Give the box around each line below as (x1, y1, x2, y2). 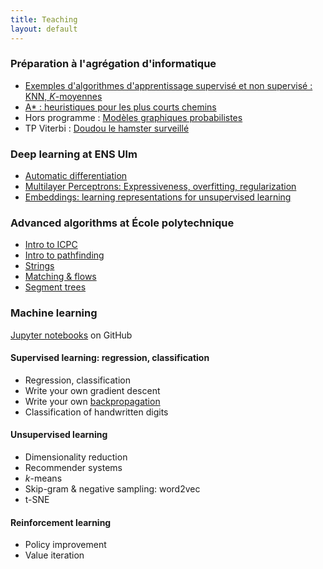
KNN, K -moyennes (24, 90, 103, 102)
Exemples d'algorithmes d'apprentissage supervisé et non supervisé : (24, 79, 313, 91)
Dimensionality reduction (24, 451, 128, 463)
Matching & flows (24, 271, 97, 283)
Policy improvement (24, 539, 107, 551)
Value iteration (24, 549, 85, 561)
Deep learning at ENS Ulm (10, 147, 138, 161)
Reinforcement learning (10, 516, 112, 528)
